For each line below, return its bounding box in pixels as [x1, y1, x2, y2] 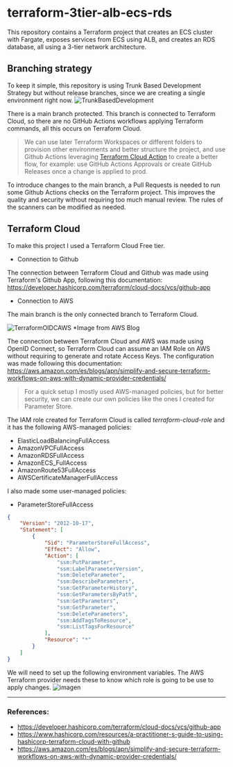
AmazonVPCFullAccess [17, 443, 85, 452]
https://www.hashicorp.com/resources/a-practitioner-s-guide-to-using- [17, 729, 223, 738]
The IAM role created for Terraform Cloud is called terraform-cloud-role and [7, 415, 225, 424]
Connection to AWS [17, 297, 74, 305]
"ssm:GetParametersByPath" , [56, 591, 138, 598]
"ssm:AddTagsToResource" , [56, 617, 132, 624]
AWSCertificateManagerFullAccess [17, 473, 118, 481]
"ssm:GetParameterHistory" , [56, 585, 138, 592]
